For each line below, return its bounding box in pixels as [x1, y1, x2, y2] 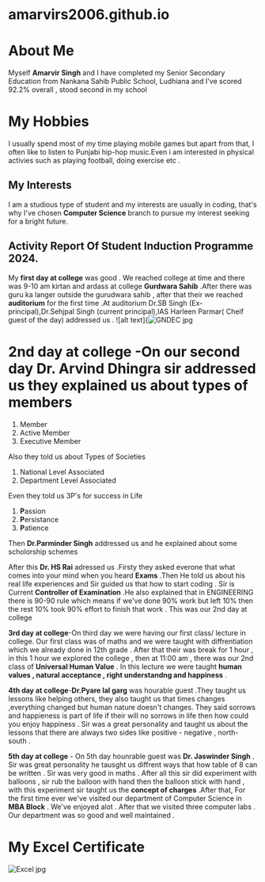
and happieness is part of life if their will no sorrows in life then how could [8, 711, 249, 720]
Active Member [19, 428, 70, 437]
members [8, 393, 73, 411]
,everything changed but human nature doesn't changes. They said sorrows [8, 702, 256, 712]
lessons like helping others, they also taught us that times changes [8, 693, 225, 703]
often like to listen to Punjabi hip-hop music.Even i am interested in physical [8, 147, 255, 157]
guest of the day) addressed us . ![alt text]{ [8, 315, 149, 324]
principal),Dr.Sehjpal [8, 307, 75, 316]
